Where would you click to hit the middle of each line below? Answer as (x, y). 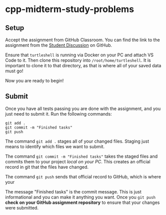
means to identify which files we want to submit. (55, 146)
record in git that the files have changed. (47, 167)
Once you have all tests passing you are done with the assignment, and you (83, 109)
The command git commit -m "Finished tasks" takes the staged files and (81, 156)
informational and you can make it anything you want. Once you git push (80, 197)
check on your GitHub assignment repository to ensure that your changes (82, 202)
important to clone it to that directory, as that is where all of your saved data (83, 66)
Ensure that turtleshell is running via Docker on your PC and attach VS (79, 55)
